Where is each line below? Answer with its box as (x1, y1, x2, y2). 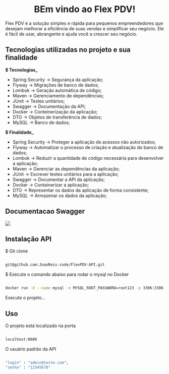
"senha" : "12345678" (5, 364, 51, 370)
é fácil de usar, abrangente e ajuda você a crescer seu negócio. (5, 31, 138, 37)
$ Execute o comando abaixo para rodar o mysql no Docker (5, 271, 129, 278)
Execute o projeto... (5, 295, 46, 301)
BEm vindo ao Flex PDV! (34, 4, 136, 15)
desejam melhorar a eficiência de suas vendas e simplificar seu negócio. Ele (5, 25, 164, 31)
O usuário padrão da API (5, 346, 57, 352)
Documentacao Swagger (5, 207, 85, 216)
